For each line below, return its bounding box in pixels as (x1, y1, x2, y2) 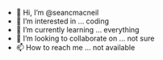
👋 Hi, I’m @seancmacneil (15, 8, 99, 17)
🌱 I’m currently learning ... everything (15, 25, 140, 34)
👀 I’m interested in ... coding (15, 16, 110, 26)
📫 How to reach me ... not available (15, 43, 136, 52)
